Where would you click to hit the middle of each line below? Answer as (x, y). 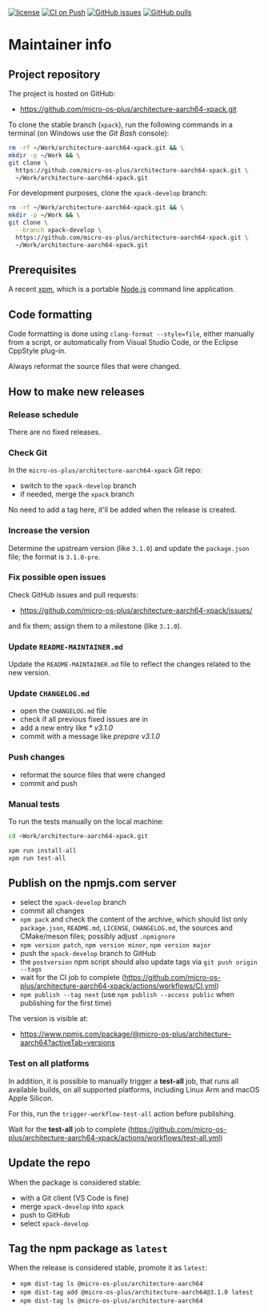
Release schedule (44, 415)
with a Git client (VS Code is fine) (74, 1198)
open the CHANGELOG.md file (63, 711)
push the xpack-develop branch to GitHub (88, 954)
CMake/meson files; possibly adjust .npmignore (98, 936)
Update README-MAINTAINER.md (66, 646)
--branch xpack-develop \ (59, 230)
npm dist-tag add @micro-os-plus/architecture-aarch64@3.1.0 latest (136, 1293)
